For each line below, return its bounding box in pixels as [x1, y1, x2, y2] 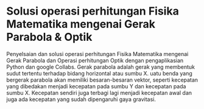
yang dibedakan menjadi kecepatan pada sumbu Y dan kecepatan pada [6, 82, 186, 90]
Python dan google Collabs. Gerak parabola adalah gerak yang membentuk [6, 63, 195, 71]
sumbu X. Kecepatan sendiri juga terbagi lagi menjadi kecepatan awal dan [6, 89, 192, 96]
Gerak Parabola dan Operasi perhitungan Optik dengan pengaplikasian [6, 57, 184, 64]
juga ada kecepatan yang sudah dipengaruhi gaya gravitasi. [6, 96, 157, 103]
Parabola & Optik [6, 30, 93, 44]
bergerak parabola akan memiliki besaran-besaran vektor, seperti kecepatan [6, 76, 199, 83]
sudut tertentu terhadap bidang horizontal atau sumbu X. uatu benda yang [6, 69, 193, 77]
